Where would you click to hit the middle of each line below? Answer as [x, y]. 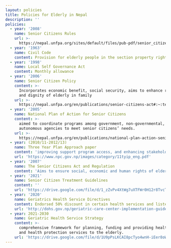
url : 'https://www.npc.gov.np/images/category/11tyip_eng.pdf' [83, 157]
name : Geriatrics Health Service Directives [62, 199]
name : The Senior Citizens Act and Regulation [65, 166]
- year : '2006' [26, 76]
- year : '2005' [26, 109]
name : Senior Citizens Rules [45, 34]
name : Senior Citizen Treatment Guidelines [61, 181]
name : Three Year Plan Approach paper [55, 147]
